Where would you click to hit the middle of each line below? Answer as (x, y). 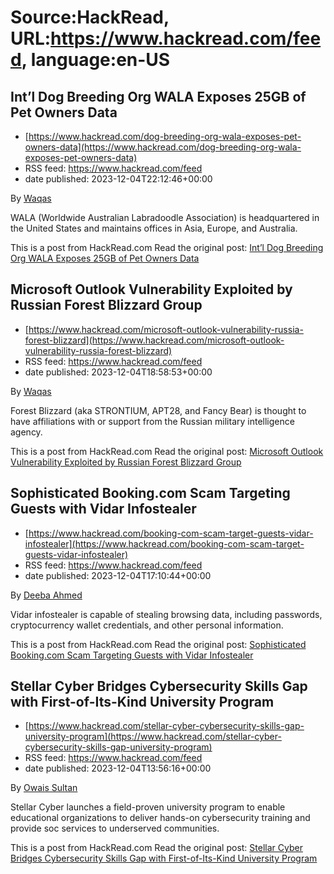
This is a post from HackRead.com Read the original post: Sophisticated (158, 644)
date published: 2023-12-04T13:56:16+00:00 (118, 768)
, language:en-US (96, 60)
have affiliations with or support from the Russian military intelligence (152, 421)
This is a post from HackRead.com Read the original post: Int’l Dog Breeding (167, 247)
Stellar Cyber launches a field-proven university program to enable (148, 807)
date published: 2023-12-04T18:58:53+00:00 (118, 372)
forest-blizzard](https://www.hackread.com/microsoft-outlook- (154, 340)
